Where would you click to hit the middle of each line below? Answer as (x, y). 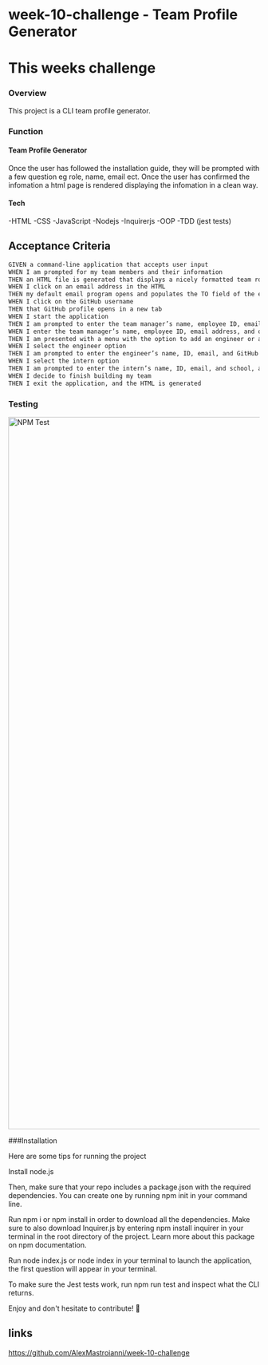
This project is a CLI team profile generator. (79, 110)
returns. (21, 1292)
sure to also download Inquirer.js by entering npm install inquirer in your (126, 1228)
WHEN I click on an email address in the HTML (87, 287)
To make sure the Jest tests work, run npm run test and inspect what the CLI (134, 1284)
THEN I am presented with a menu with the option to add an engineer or (132, 339)
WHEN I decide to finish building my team (80, 376)
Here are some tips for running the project (77, 1156)
